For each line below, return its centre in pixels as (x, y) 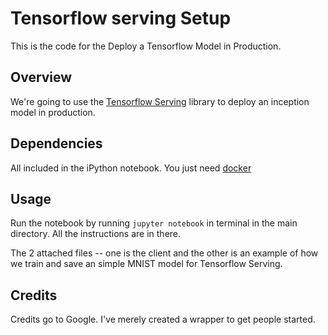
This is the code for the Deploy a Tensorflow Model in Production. (146, 46)
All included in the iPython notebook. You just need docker (131, 168)
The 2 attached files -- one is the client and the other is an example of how (164, 253)
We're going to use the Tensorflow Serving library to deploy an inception (160, 101)
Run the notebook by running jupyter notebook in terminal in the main (154, 223)
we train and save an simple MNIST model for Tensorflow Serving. (146, 264)
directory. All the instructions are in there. (96, 234)
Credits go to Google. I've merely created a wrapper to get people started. (163, 319)
